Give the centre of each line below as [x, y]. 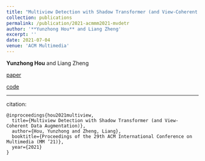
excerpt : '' [21, 35]
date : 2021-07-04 [28, 40]
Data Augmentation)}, [58, 126]
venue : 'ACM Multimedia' [38, 46]
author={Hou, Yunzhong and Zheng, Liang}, [67, 131]
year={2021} [27, 147]
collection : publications [39, 18]
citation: [16, 104]
